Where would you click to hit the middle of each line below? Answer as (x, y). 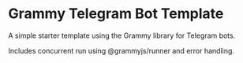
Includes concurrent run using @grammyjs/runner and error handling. (121, 50)
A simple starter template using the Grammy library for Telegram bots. (122, 35)
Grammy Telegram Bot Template (116, 14)
